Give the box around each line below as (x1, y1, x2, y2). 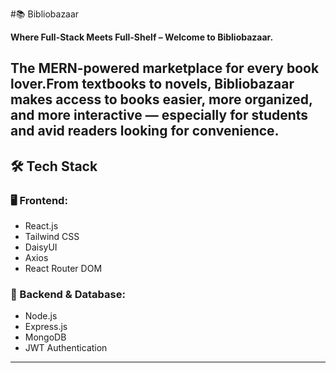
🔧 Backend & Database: (10, 288, 126, 301)
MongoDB (24, 331, 67, 343)
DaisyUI (24, 241, 58, 253)
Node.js (24, 310, 58, 322)
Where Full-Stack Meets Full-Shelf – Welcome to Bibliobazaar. (10, 31, 274, 43)
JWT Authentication (24, 342, 108, 354)
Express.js (24, 321, 68, 333)
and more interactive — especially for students (10, 107, 309, 124)
